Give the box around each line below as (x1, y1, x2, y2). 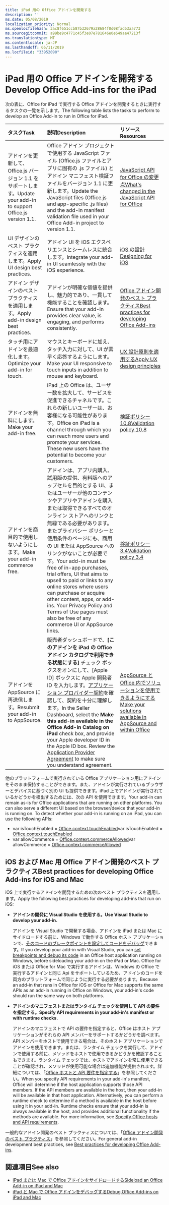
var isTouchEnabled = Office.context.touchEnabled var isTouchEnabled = (12, 826, 162, 832)
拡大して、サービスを (62, 389, 112, 396)
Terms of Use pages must (47, 608, 108, 615)
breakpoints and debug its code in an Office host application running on (12, 952, 162, 958)
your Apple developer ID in (47, 736, 110, 743)
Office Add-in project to (47, 219, 104, 226)
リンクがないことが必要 (47, 550, 103, 557)
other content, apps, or (47, 596, 102, 603)
